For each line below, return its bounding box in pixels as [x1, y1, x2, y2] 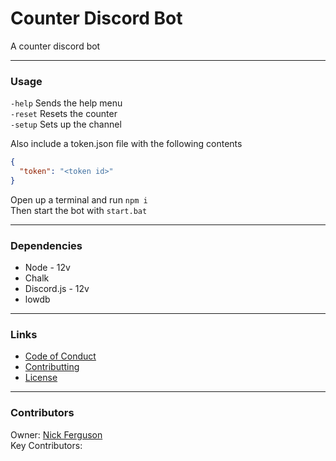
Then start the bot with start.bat [10, 204, 148, 216]
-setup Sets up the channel [10, 118, 122, 131]
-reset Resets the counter [10, 108, 118, 120]
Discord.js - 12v [24, 283, 90, 295]
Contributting [24, 361, 80, 373]
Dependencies [10, 238, 83, 252]
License [24, 372, 58, 384]
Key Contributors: [10, 439, 83, 451]
